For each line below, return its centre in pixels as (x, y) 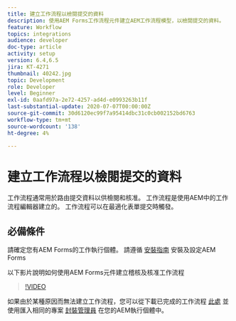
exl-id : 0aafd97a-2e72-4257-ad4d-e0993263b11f (77, 100)
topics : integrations (39, 34)
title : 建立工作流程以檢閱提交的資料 (56, 14)
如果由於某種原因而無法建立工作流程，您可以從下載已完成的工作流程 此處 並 (118, 301)
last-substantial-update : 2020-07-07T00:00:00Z (79, 107)
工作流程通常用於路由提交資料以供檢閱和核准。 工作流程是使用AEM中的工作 (118, 198)
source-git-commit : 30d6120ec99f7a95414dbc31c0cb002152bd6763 (101, 113)
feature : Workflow (34, 27)
